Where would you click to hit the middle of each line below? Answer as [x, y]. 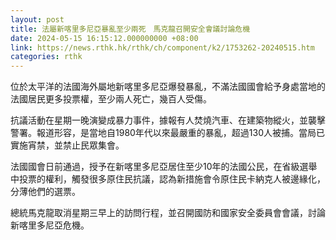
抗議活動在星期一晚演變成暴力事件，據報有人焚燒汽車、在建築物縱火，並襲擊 [168, 120]
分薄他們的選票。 [45, 192]
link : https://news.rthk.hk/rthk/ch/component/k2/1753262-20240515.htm [162, 47]
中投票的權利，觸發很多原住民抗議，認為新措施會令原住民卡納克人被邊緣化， [168, 179]
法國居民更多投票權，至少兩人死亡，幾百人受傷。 [111, 99]
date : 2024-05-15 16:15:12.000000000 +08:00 [104, 38]
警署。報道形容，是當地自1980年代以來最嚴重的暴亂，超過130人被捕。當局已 [168, 133]
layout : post [37, 19]
